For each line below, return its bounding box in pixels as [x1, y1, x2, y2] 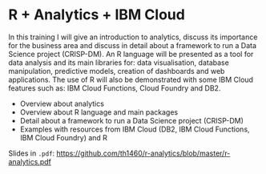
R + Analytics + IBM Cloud [8, 6, 186, 24]
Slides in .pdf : [8, 148, 55, 158]
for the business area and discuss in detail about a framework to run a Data [8, 40, 257, 50]
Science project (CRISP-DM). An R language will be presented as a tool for [8, 49, 254, 59]
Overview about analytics [19, 99, 104, 108]
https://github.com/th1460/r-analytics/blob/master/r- [56, 148, 231, 158]
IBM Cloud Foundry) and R [19, 132, 108, 142]
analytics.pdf [8, 156, 52, 166]
